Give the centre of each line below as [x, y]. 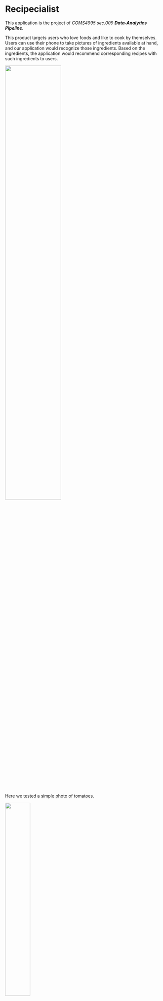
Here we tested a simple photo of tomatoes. [50, 796]
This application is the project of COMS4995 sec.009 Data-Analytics [76, 23]
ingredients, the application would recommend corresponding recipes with [81, 53]
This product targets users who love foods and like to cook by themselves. [81, 38]
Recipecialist [32, 9]
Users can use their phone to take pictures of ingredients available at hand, [81, 43]
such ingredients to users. [32, 58]
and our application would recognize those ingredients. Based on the [75, 48]
